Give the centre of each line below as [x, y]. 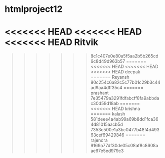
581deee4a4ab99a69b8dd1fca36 [124, 119]
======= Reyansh [110, 77]
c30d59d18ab [105, 104]
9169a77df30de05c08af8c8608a [124, 146]
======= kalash [108, 114]
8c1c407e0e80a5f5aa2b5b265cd [124, 56]
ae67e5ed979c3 [107, 151]
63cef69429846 [107, 135]
